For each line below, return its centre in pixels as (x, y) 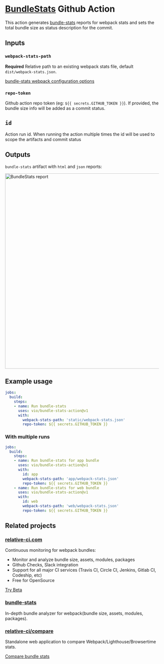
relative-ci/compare (29, 631)
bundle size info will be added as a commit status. (55, 108)
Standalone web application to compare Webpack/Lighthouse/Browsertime (81, 642)
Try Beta (14, 590)
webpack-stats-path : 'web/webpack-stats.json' (71, 506)
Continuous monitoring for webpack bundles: (51, 550)
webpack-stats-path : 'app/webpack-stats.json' (71, 479)
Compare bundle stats (27, 656)
